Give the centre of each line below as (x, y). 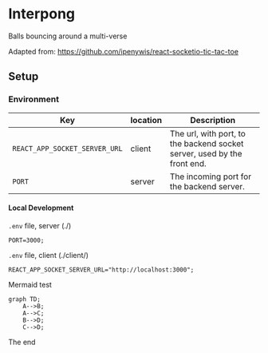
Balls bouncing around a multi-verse (68, 36)
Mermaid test (30, 284)
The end (22, 342)
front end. (188, 163)
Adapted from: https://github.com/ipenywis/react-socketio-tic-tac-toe (124, 51)
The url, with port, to (207, 133)
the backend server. (207, 186)
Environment (34, 99)
